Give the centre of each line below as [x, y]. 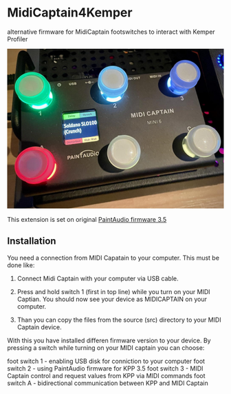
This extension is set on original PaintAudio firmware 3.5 [87, 220]
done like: [21, 265]
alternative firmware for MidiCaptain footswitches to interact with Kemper [111, 32]
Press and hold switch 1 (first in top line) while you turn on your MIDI [114, 291]
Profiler [18, 39]
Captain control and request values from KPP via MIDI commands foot [106, 375]
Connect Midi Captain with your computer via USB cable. [98, 278]
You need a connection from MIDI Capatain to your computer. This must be [113, 258]
